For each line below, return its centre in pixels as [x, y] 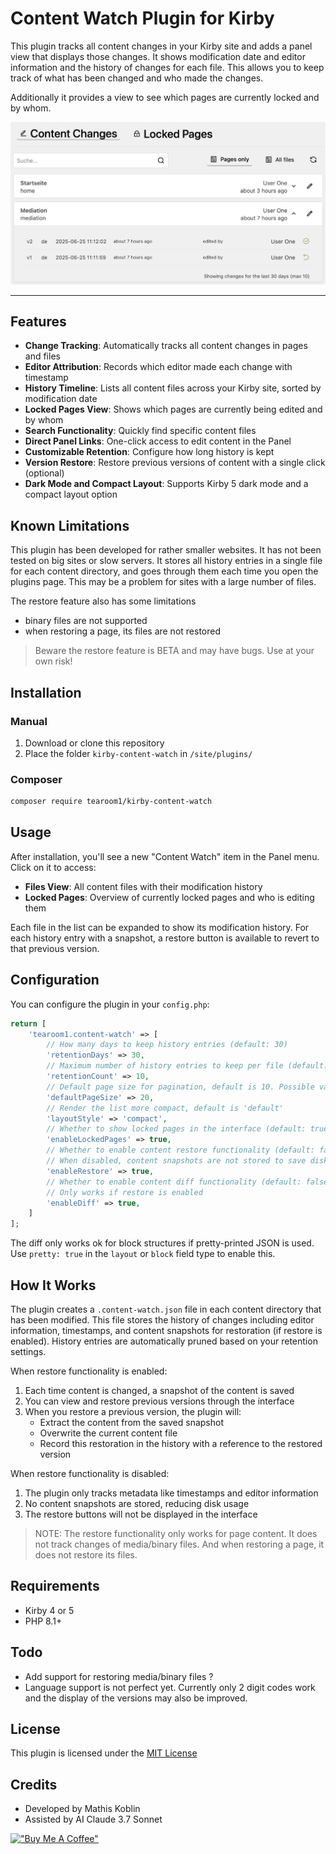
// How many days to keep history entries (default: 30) [167, 1045]
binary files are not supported [86, 621]
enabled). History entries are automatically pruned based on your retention [164, 1341]
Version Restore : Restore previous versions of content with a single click [175, 463]
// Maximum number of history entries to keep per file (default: [187, 1066]
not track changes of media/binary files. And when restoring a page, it [179, 1544]
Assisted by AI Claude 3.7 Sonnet [93, 1819]
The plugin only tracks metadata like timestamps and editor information [171, 1493]
